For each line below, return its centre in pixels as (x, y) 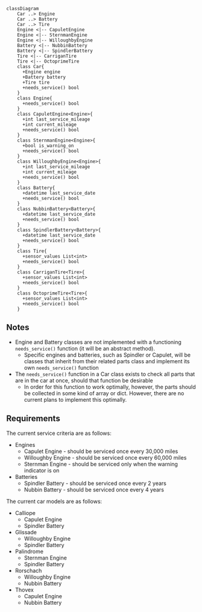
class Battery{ (36, 188)
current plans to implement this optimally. (75, 399)
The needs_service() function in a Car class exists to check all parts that (105, 374)
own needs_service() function (62, 367)
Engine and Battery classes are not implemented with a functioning (98, 342)
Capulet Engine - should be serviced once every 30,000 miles (101, 451)
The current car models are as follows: (54, 501)
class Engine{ (35, 98)
